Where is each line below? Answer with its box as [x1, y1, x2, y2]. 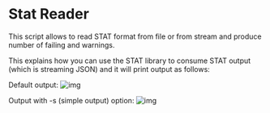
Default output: [8, 80, 59, 90]
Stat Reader [8, 5, 89, 23]
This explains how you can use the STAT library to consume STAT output [8, 56, 251, 65]
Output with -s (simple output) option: [8, 95, 135, 105]
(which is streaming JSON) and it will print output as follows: [8, 64, 211, 73]
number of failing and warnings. [8, 40, 115, 49]
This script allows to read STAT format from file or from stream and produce [8, 31, 262, 41]
